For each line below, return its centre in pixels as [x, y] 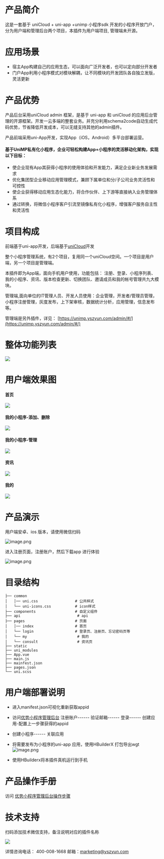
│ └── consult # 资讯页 [49, 642]
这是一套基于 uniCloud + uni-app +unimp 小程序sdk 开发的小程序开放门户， [81, 24]
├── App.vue [17, 655]
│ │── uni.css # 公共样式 [50, 601]
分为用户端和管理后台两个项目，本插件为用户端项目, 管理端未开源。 [72, 30]
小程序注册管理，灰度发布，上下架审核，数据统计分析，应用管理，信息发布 [80, 301]
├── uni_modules [21, 650]
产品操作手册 [31, 782]
